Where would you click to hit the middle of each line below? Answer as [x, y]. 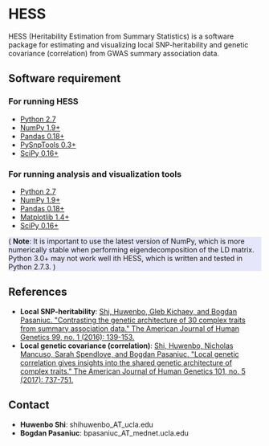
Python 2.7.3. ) [32, 267]
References [38, 292]
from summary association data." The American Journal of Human [129, 328]
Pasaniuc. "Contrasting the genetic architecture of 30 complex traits [133, 320]
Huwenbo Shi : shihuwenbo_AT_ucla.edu [87, 424]
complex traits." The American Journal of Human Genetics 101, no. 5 [133, 371]
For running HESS [43, 101]
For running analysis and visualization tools [95, 174]
